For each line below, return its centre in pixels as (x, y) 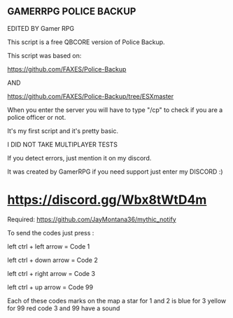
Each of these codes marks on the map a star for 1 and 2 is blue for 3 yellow (116, 300)
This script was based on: (44, 55)
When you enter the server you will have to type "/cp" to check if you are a (115, 110)
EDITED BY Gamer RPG (41, 28)
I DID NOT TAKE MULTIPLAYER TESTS (62, 144)
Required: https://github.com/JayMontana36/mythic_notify (92, 219)
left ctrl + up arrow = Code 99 (50, 287)
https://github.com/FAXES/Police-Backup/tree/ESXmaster (91, 96)
